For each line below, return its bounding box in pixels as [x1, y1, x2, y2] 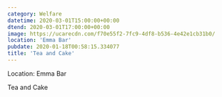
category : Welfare [7, 10, 62, 18]
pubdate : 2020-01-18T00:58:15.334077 [7, 43, 120, 50]
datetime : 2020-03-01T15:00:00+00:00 [7, 17, 120, 24]
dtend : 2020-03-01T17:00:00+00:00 [7, 23, 111, 30]
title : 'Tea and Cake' [7, 50, 75, 57]
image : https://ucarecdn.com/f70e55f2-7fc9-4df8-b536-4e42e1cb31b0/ [7, 30, 216, 38]
